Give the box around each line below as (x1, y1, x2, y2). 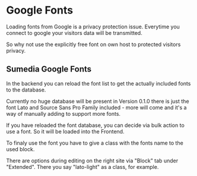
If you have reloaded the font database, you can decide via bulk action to (6, 122, 185, 129)
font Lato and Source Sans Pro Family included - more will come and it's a (6, 104, 187, 111)
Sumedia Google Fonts (6, 64, 92, 74)
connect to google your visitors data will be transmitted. (6, 29, 142, 36)
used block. (6, 145, 35, 152)
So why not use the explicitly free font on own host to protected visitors (6, 41, 181, 48)
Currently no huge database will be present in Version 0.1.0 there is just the (6, 97, 189, 105)
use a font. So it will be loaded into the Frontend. (6, 128, 125, 135)
